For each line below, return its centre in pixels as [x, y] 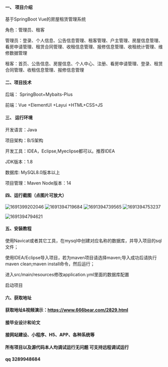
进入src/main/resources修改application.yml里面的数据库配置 [67, 275]
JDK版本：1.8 [19, 161]
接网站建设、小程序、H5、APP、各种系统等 [50, 335]
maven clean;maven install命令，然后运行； [50, 264]
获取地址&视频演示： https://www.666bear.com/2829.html [67, 310]
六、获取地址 [18, 297]
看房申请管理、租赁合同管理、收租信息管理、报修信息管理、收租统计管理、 [82, 47]
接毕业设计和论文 [23, 322]
